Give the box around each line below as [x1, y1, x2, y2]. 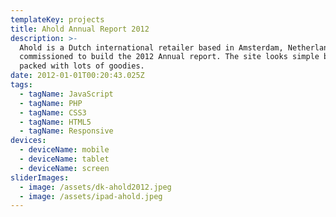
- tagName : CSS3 [19, 107, 87, 118]
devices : [10, 136, 47, 146]
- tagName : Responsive [19, 126, 114, 136]
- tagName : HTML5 [19, 117, 92, 127]
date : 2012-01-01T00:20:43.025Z [10, 71, 145, 81]
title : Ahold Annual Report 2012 [10, 24, 150, 34]
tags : [10, 80, 33, 90]
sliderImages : [10, 172, 70, 183]
